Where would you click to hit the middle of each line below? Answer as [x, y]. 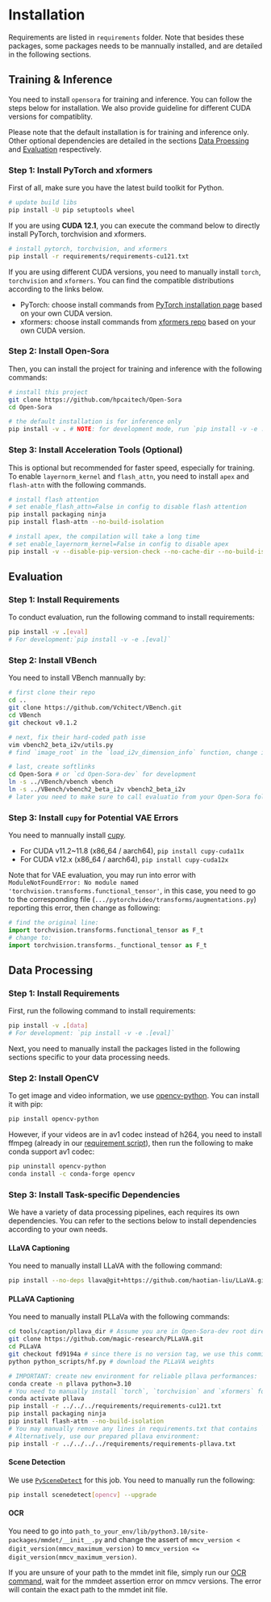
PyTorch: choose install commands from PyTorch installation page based [141, 304]
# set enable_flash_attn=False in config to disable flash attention [128, 507]
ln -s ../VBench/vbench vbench [61, 782]
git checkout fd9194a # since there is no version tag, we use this [126, 1354]
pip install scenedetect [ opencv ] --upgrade [83, 1495]
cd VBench [25, 715]
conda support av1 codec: [52, 1151]
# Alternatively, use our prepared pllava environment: [104, 1436]
